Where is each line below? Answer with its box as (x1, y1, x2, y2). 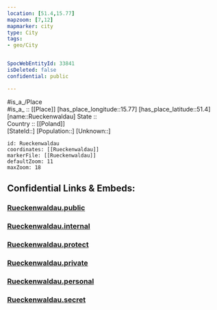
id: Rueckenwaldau (7, 140, 60, 147)
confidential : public (7, 73, 69, 79)
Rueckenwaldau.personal (7, 276, 94, 286)
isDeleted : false (7, 66, 57, 73)
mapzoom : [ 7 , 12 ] (7, 16, 53, 23)
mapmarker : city (7, 23, 53, 29)
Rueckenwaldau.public (7, 203, 86, 212)
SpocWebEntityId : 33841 (7, 60, 75, 67)
